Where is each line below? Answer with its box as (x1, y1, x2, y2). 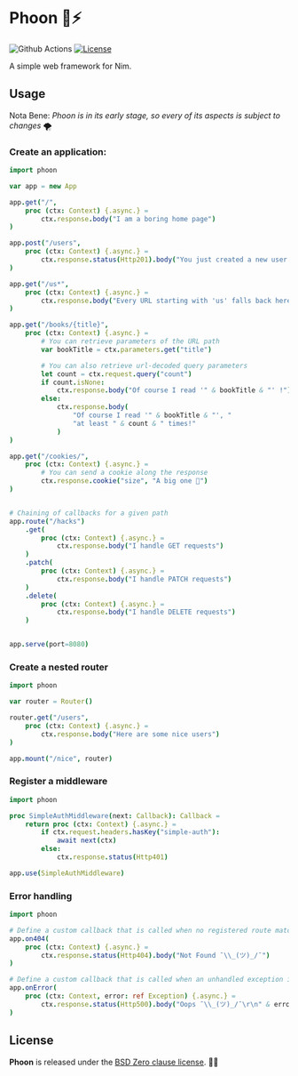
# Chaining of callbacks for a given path (9, 509, 169, 518)
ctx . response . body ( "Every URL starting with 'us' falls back (41, 296, 272, 305)
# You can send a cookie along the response (41, 469, 208, 478)
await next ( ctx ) (56, 836, 117, 846)
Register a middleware (9, 775, 108, 788)
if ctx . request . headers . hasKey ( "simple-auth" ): (41, 828, 220, 837)
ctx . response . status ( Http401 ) (56, 853, 169, 862)
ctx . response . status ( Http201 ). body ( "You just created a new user (41, 255, 288, 264)
